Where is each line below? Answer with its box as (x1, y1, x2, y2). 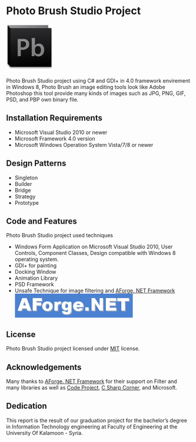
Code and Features (6, 216, 78, 226)
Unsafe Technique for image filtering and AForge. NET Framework (14, 287, 175, 294)
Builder (14, 180, 32, 187)
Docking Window (14, 269, 57, 276)
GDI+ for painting (14, 262, 57, 269)
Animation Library (14, 274, 58, 281)
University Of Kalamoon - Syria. (6, 429, 84, 436)
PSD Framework (14, 281, 54, 288)
